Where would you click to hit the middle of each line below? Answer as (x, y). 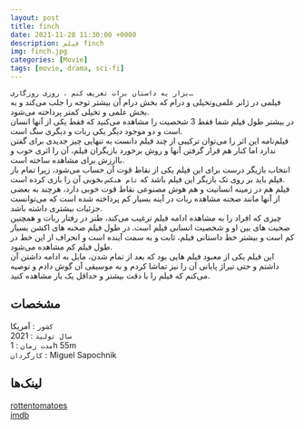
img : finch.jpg (39, 52)
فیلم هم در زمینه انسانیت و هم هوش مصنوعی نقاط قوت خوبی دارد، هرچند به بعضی (150, 189)
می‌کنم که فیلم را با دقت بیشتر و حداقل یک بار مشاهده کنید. (110, 275)
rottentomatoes (39, 405)
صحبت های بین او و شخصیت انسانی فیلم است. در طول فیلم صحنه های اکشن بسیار (151, 227)
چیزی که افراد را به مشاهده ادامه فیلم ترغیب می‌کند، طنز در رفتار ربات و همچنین (146, 218)
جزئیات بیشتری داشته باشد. (57, 208)
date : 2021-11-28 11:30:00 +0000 (74, 34)
